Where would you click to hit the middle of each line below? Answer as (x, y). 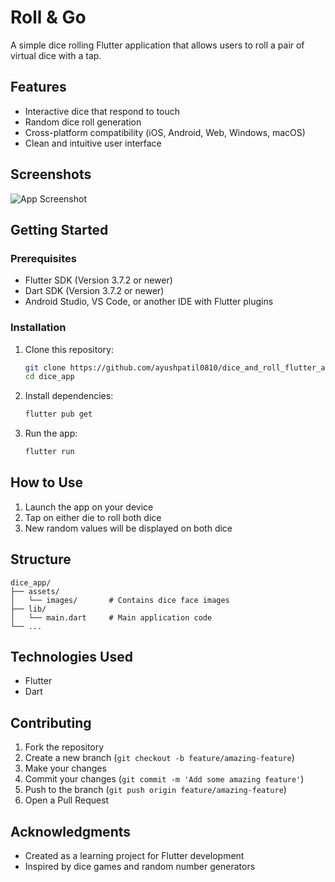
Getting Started (59, 229)
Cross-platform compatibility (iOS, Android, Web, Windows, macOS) (165, 132)
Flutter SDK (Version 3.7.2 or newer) (98, 280)
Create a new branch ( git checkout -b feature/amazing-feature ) (159, 758)
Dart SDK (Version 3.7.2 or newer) (94, 291)
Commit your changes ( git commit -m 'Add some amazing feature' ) (164, 779)
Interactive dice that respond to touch (102, 111)
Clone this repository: (69, 349)
